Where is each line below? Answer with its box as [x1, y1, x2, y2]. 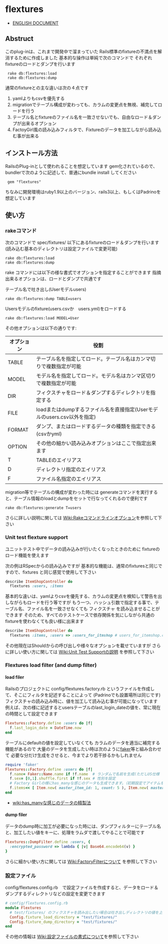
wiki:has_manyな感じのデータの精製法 [12, 799, 91, 805]
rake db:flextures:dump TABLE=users [5, 296, 81, 301]
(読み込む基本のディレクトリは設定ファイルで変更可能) [5, 246, 118, 252]
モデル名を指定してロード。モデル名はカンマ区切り [36, 372, 156, 379]
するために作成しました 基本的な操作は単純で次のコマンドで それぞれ [9, 54, 152, 60]
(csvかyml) [36, 430, 62, 437]
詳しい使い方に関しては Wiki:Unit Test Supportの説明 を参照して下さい [9, 649, 154, 655]
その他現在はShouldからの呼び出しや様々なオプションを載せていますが [5, 642, 151, 648]
